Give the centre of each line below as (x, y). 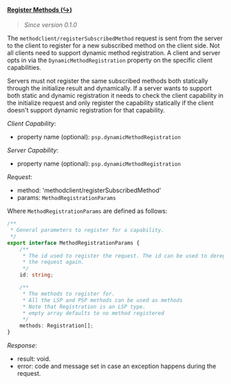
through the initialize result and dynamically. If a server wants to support (109, 88)
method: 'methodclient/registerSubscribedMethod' (89, 190)
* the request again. (53, 262)
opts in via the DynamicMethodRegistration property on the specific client (110, 60)
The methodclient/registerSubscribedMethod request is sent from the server (115, 39)
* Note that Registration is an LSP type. (84, 307)
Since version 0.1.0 (51, 25)
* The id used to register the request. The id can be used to (115, 256)
